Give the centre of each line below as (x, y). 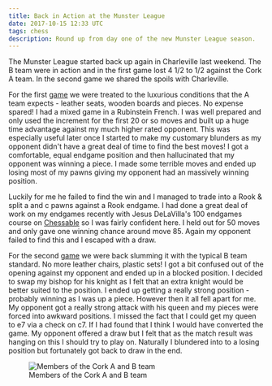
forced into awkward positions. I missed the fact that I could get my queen (133, 316)
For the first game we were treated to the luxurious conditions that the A (129, 95)
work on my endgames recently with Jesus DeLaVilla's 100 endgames (125, 214)
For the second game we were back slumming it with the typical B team (128, 256)
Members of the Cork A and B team (88, 375)
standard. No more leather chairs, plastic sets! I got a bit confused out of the (136, 264)
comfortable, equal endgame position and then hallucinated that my (122, 155)
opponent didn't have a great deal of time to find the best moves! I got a (129, 146)
